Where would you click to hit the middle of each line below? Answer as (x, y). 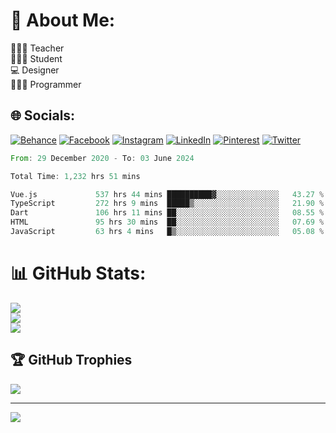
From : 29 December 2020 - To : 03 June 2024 (102, 158)
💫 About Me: (63, 20)
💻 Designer (35, 70)
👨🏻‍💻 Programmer (46, 84)
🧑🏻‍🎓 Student (36, 58)
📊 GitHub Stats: (78, 273)
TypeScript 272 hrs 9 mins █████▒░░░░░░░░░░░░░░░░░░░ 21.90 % (167, 204)
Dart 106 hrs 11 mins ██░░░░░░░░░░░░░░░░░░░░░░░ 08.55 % (167, 213)
